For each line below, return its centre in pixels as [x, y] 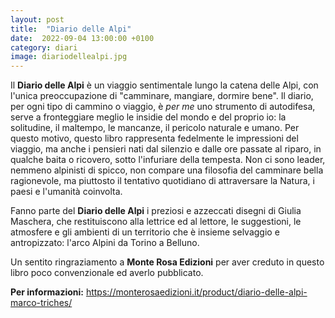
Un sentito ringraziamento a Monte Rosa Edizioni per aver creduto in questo [167, 262]
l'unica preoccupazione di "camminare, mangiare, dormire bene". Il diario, [162, 96]
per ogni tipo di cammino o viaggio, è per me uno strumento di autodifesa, [163, 107]
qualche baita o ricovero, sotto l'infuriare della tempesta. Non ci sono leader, [168, 160]
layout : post [37, 19]
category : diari [44, 47]
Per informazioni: [47, 292]
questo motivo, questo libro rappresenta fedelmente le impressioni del [154, 138]
